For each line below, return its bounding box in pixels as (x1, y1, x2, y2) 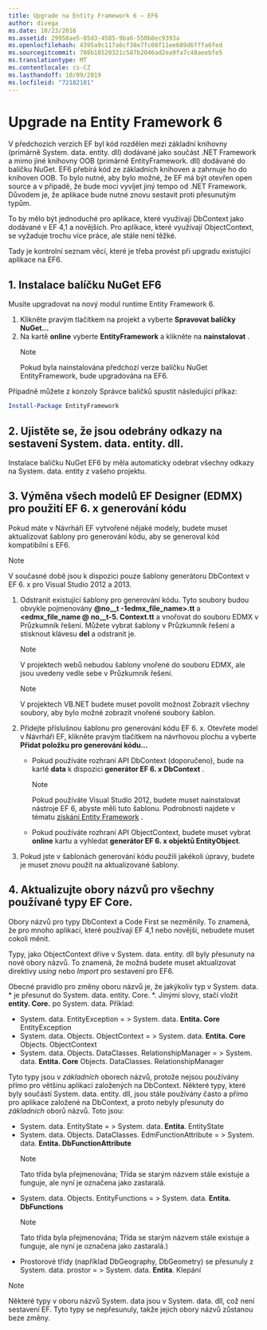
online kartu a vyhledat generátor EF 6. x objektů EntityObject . (31, 836, 241, 845)
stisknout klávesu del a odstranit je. (19, 628, 137, 639)
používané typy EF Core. (8, 896, 133, 909)
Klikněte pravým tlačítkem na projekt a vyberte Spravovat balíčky (19, 315, 237, 324)
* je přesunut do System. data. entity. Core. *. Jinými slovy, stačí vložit (8, 990, 238, 999)
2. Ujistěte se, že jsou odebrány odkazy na (8, 424, 223, 437)
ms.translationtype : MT (8, 57, 88, 65)
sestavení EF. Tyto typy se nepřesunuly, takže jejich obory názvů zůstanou (8, 1304, 253, 1314)
